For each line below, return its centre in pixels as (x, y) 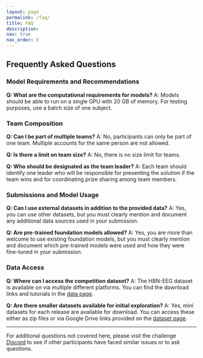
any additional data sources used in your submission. (72, 221)
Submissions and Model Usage (53, 195)
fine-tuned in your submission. (44, 252)
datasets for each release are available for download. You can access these (100, 311)
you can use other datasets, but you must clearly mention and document (97, 215)
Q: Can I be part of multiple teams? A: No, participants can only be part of (99, 136)
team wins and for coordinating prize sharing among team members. (92, 179)
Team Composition (35, 123)
